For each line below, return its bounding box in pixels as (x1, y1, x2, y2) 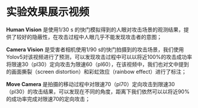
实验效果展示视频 (6, 5, 90, 19)
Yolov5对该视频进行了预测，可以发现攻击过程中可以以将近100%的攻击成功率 (6, 53, 193, 60)
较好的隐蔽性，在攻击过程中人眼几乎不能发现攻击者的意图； (16, 33, 162, 40)
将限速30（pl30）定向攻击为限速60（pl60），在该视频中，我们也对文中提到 (6, 60, 189, 68)
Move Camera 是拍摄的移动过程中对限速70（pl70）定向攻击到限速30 (6, 80, 175, 87)
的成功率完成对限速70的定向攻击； (6, 95, 91, 102)
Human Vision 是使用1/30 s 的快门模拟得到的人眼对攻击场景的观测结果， (6, 26, 184, 33)
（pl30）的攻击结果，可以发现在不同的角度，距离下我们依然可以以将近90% (6, 88, 190, 95)
